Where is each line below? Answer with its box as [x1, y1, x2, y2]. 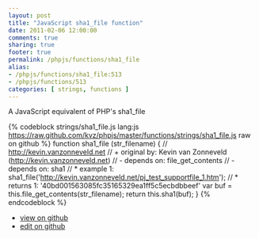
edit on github [19, 222, 66, 231]
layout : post [8, 11, 51, 20]
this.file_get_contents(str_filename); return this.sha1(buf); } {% [8, 189, 211, 199]
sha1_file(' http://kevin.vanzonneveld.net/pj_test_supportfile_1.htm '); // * [8, 173, 239, 182]
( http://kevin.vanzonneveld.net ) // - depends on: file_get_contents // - [8, 156, 235, 165]
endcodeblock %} [8, 198, 67, 207]
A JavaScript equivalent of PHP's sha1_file [8, 107, 146, 116]
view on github [19, 213, 69, 222]
